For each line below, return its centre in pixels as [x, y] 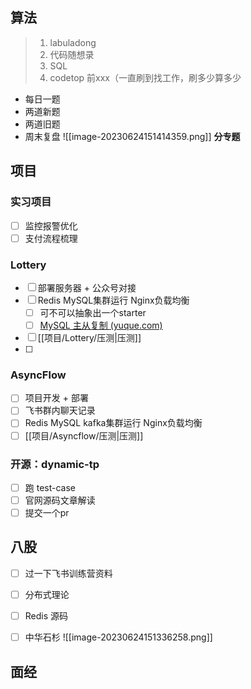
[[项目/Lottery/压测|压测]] [89, 338]
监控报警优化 [51, 225]
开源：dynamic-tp [55, 464]
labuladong [73, 42]
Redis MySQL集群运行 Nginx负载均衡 [113, 300]
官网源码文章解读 [60, 500]
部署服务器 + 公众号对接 [87, 287]
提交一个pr [47, 513]
